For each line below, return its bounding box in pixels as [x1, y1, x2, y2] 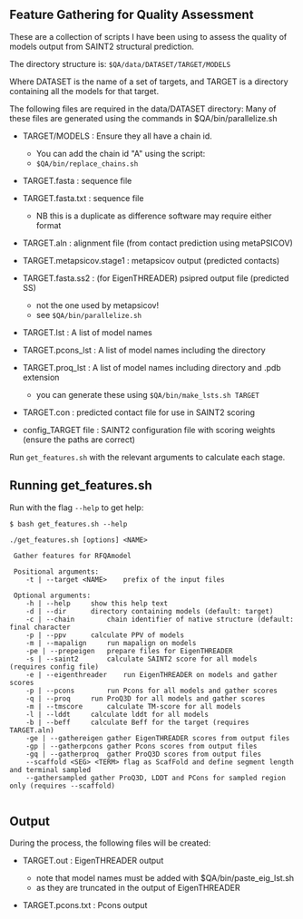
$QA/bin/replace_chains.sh [35, 159, 139, 169]
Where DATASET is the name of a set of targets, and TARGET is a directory [9, 76, 288, 87]
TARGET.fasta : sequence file [22, 175, 132, 186]
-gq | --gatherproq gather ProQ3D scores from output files [25, 750, 261, 759]
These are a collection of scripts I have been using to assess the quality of [9, 31, 288, 42]
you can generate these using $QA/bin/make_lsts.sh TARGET [35, 389, 260, 400]
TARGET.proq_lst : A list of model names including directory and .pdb [22, 362, 281, 372]
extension [22, 372, 60, 382]
